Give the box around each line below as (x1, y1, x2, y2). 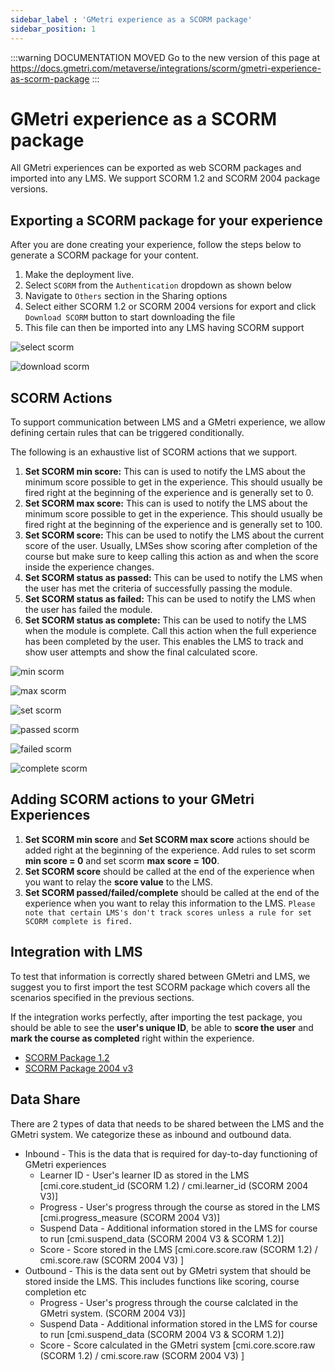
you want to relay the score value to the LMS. (24, 876, 214, 888)
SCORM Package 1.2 (24, 1051, 110, 1063)
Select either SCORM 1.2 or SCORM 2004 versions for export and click (24, 301, 317, 313)
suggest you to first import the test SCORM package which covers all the (10, 981, 311, 993)
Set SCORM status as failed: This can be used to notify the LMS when (24, 593, 317, 605)
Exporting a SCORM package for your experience (10, 212, 323, 229)
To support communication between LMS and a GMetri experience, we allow (10, 416, 326, 428)
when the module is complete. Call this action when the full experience (24, 625, 317, 637)
